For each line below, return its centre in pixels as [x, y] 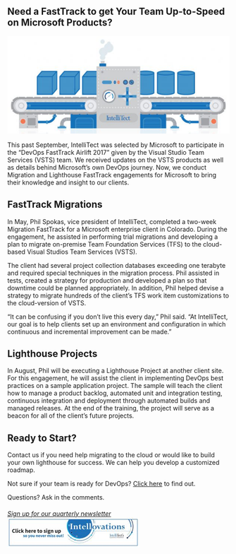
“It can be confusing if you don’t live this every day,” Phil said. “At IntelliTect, [118, 317]
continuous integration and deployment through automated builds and [109, 401]
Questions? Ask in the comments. [56, 497]
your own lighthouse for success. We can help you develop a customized [113, 463]
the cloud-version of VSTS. [47, 302]
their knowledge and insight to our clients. [68, 182]
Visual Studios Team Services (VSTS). [82, 252]
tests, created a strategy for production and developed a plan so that [107, 280]
